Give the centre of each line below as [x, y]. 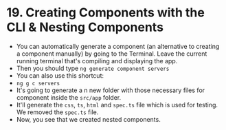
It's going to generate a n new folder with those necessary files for [111, 90]
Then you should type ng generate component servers [93, 68]
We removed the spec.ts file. [57, 112]
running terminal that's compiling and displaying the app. [97, 61]
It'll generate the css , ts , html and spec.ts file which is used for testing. [117, 105]
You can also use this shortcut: [60, 75]
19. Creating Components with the [106, 13]
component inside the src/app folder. [69, 97]
